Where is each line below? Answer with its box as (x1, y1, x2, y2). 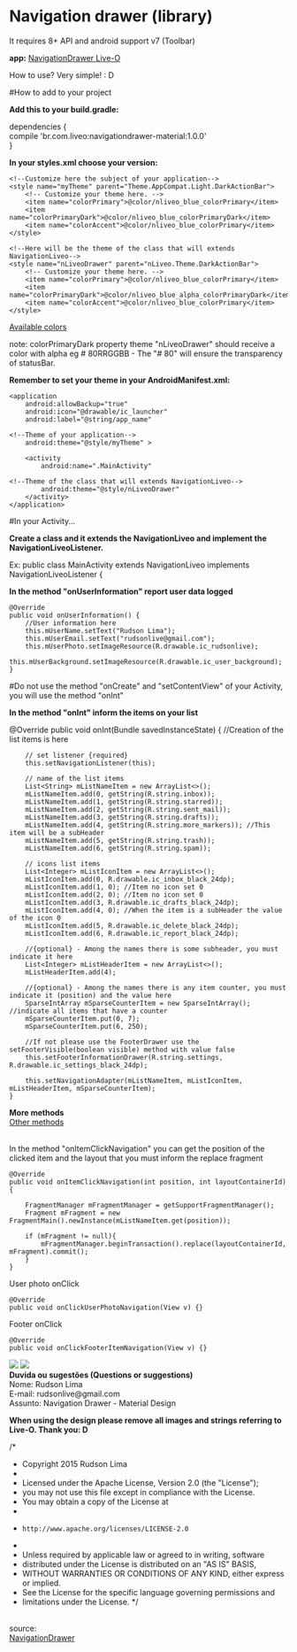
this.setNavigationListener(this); (25, 759, 156, 768)
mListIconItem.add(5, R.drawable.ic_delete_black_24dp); (25, 921, 240, 930)
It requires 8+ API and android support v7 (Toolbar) (9, 35, 196, 46)
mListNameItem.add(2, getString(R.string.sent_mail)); (25, 805, 232, 814)
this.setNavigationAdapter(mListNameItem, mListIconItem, (25, 1076, 243, 1085)
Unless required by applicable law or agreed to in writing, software (21, 1549, 265, 1560)
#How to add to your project (9, 87, 112, 97)
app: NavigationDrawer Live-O (9, 52, 121, 63)
